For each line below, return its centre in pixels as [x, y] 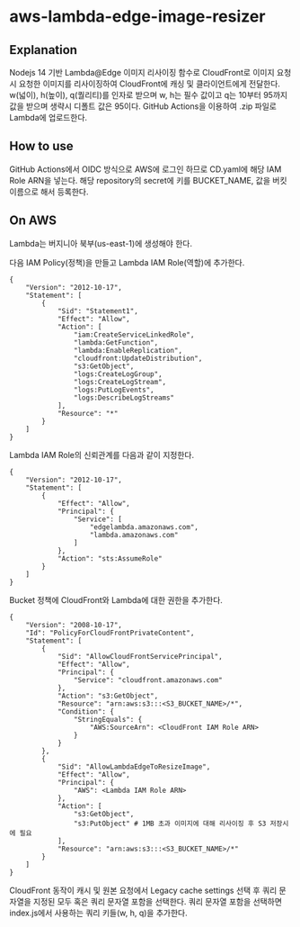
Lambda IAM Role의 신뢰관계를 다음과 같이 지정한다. [102, 454]
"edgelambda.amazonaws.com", [144, 527]
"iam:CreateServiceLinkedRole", [134, 335]
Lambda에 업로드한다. [49, 117]
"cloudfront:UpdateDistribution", [138, 358]
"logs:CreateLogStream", [120, 382]
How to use [41, 146]
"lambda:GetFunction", [116, 342]
